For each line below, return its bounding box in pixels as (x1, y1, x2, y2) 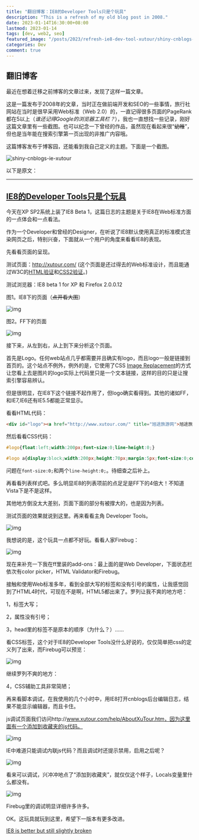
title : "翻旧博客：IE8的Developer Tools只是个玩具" (6, 8, 127, 15)
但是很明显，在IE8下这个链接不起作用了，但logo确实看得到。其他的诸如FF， (6, 390, 192, 397)
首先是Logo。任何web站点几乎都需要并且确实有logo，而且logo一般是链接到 (6, 355, 191, 362)
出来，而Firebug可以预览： (21, 646, 88, 653)
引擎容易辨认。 (11, 377, 48, 384)
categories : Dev (6, 42, 46, 48)
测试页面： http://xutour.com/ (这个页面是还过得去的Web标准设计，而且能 (6, 261, 185, 268)
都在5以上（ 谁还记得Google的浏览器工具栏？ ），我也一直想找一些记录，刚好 (6, 115, 191, 122)
